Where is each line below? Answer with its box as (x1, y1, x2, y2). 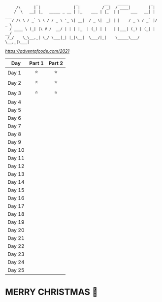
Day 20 (7, 227, 25, 234)
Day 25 (7, 267, 25, 273)
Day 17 (7, 203, 25, 209)
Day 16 (7, 195, 25, 201)
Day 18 (7, 211, 25, 217)
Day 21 (7, 235, 25, 241)
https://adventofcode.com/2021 (5, 48, 70, 54)
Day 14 (7, 179, 25, 185)
